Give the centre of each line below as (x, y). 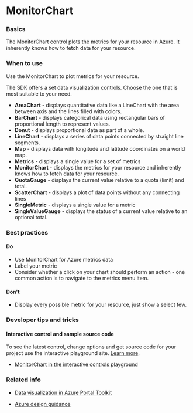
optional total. (31, 217)
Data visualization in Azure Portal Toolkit (63, 392)
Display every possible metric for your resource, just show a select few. (101, 305)
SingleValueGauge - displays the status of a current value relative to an (101, 211)
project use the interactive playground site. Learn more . (73, 353)
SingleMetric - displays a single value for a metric (75, 205)
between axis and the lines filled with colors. (68, 111)
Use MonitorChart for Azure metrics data (64, 259)
